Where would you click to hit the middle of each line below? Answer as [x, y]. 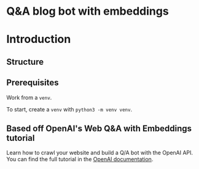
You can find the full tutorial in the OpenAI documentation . [80, 159]
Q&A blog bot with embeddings [88, 11]
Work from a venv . [29, 97]
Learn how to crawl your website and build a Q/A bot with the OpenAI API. [100, 153]
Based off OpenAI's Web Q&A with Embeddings [99, 128]
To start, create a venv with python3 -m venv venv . [69, 109]
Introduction [39, 39]
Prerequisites [33, 83]
